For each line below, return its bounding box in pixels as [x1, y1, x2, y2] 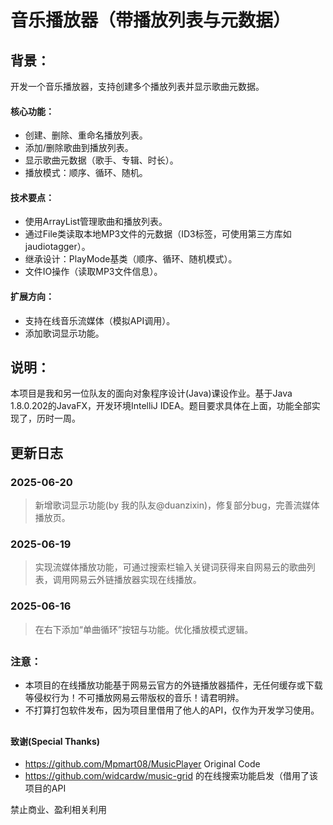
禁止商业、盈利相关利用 [10, 804, 107, 816]
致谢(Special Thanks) [10, 735, 101, 747]
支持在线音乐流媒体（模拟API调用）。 [24, 314, 176, 326]
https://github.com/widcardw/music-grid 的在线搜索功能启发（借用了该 [24, 770, 318, 782]
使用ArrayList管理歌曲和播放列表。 [24, 216, 168, 228]
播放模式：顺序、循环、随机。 [24, 167, 148, 179]
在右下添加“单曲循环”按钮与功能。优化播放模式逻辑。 [34, 623, 254, 635]
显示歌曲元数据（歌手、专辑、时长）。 [24, 154, 179, 166]
